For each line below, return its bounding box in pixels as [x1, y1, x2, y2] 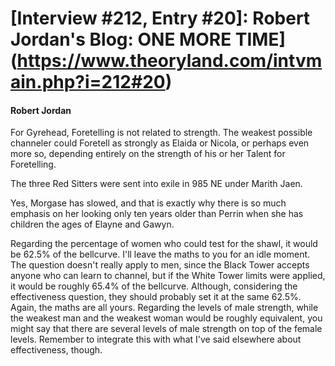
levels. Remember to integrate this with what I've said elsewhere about [10, 333, 302, 346]
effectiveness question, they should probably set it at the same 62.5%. [10, 291, 302, 303]
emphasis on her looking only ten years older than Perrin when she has [10, 208, 304, 220]
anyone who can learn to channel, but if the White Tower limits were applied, [10, 270, 326, 282]
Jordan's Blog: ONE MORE [10, 28, 232, 51]
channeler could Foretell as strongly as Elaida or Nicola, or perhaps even [10, 137, 310, 149]
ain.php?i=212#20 [10, 71, 166, 94]
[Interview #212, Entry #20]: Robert [10, 7, 311, 30]
